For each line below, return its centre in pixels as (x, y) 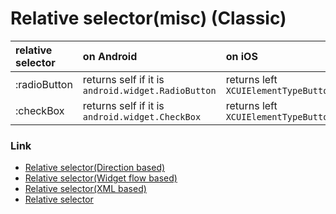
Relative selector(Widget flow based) (101, 178)
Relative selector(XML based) (85, 189)
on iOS (241, 56)
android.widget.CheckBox (142, 116)
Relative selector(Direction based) (95, 168)
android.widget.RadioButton (149, 90)
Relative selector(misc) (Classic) (148, 18)
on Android (110, 56)
